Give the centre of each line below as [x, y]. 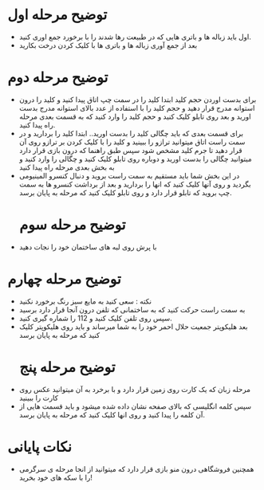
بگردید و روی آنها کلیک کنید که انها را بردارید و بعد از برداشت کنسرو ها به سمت [135, 184]
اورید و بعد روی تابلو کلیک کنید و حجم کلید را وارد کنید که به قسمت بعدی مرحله [135, 116]
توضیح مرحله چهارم [64, 279]
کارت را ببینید [39, 398]
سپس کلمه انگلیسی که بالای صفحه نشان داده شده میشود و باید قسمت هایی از [135, 406]
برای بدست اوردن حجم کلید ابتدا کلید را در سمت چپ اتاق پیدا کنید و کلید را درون [138, 99]
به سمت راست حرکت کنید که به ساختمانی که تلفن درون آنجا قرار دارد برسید [132, 309]
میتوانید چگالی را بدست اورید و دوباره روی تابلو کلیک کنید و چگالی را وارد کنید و [135, 159]
